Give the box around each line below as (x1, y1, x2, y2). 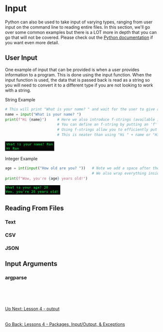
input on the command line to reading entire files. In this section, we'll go (5, 24, 150, 30)
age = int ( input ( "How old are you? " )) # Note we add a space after (5, 166, 151, 171)
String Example (5, 97, 35, 103)
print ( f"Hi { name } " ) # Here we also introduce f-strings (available (5, 117, 155, 122)
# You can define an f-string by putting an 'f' (57, 122, 158, 127)
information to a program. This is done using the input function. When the (5, 71, 152, 78)
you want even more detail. (5, 39, 60, 45)
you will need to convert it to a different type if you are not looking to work (5, 82, 153, 88)
